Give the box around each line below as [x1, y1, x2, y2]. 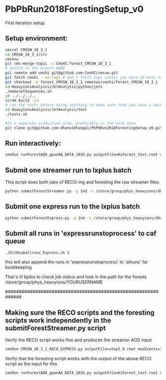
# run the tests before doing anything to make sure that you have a [5, 103, 152, 108]
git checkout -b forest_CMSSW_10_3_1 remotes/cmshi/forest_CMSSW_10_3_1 [5, 79, 158, 85]
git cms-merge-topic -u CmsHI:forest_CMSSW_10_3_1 [5, 61, 112, 66]
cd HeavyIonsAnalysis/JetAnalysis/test [5, 108, 87, 112]
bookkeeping [5, 264, 32, 271]
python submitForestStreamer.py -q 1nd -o [5, 189, 94, 194]
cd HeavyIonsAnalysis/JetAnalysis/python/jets [5, 84, 103, 89]
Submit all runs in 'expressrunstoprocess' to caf [5, 229, 157, 238]
